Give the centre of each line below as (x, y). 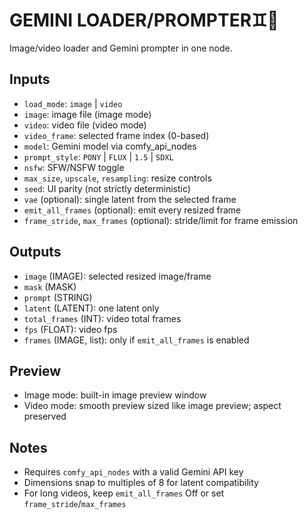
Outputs (35, 252)
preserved (45, 416)
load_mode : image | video (73, 103)
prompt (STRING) (58, 297)
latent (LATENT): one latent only (91, 308)
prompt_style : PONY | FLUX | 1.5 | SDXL (98, 156)
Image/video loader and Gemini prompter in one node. (121, 48)
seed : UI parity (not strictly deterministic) (107, 188)
